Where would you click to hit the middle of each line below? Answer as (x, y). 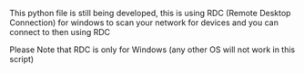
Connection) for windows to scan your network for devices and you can (144, 23)
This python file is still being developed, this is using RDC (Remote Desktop (150, 13)
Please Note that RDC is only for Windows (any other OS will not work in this (152, 50)
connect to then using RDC (60, 32)
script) (22, 59)
